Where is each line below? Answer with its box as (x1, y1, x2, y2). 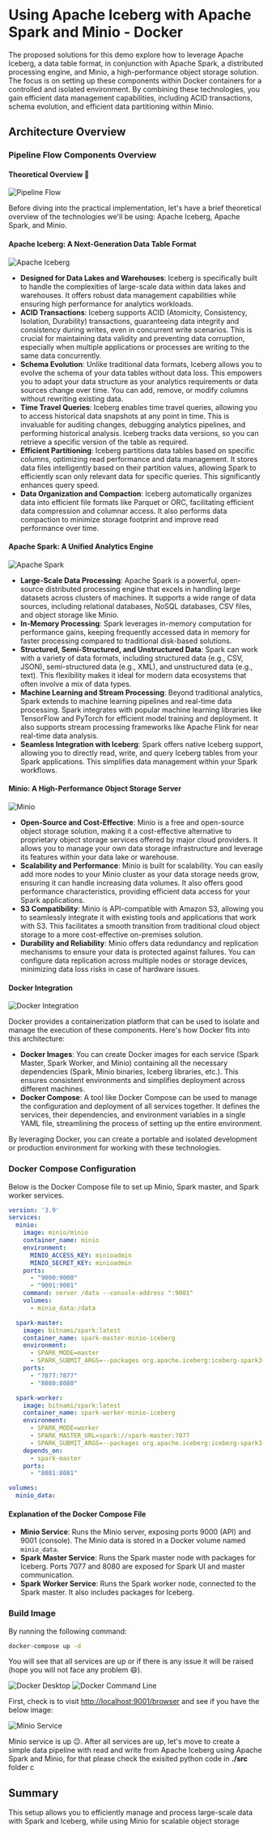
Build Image (8, 1607, 57, 1619)
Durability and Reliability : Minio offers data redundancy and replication (19, 939, 259, 948)
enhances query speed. (19, 480, 100, 490)
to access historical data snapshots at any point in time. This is (19, 411, 230, 421)
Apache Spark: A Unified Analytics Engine (8, 542, 154, 551)
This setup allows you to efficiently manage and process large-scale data (8, 1808, 253, 1818)
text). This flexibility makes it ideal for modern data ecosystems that (19, 670, 247, 680)
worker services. (8, 1190, 65, 1200)
